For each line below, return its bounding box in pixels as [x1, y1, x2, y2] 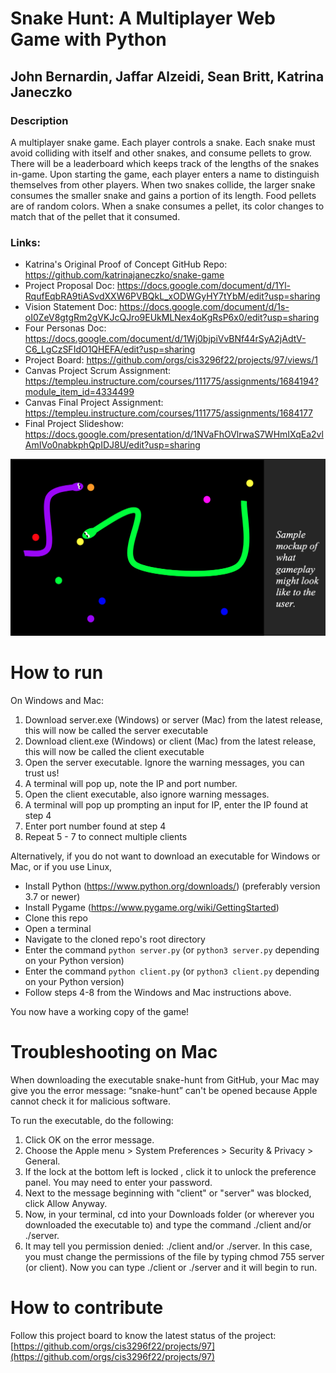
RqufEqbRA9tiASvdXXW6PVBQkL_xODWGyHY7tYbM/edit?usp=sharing [24, 290, 321, 302]
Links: [10, 235, 41, 249]
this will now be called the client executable [24, 746, 205, 758]
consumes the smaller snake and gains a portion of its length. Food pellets [10, 189, 317, 201]
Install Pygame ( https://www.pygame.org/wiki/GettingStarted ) [24, 902, 280, 914]
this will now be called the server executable [24, 725, 209, 737]
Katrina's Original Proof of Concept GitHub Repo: [24, 258, 228, 271]
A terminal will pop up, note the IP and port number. [24, 778, 238, 790]
